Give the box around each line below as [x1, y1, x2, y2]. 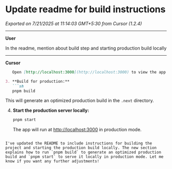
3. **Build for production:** [5, 79, 70, 84]
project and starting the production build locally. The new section [5, 146, 157, 151]
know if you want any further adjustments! [5, 159, 100, 164]
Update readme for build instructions [5, 4, 166, 15]
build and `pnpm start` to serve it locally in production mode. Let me [5, 154, 164, 159]
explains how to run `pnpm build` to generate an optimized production [5, 150, 161, 155]
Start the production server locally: [12, 107, 90, 113]
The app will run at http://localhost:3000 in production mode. [12, 127, 142, 133]
